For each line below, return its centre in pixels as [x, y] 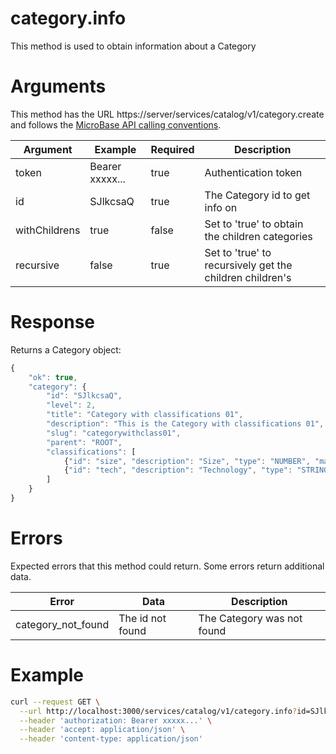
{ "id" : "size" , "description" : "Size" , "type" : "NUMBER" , [187, 461]
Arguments [58, 86]
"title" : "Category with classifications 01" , [145, 415]
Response [53, 322]
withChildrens [48, 230]
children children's [248, 277]
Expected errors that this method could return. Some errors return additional [167, 566]
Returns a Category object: [66, 349]
